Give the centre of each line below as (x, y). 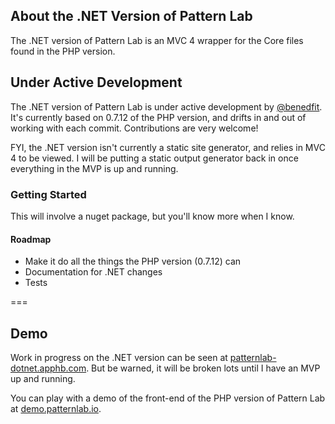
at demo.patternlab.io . (56, 408)
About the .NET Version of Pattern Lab (131, 16)
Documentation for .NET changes (93, 272)
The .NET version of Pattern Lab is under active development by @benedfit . (166, 106)
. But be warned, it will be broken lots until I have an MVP (203, 368)
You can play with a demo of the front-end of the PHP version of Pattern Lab (168, 398)
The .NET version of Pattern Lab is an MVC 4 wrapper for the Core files (157, 40)
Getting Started (48, 194)
